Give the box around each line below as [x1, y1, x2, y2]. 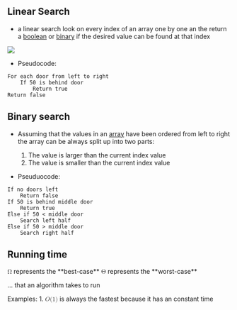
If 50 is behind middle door [7, 198, 93, 205]
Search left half [20, 216, 71, 224]
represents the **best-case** [13, 267, 100, 276]
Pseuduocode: [17, 172, 60, 180]
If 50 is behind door [20, 79, 83, 86]
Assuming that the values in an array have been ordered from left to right [17, 129, 230, 138]
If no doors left [7, 186, 59, 193]
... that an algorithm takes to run [7, 281, 100, 289]
